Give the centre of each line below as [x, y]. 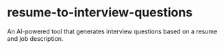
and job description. [35, 38]
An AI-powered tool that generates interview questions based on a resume [112, 31]
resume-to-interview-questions [100, 13]
